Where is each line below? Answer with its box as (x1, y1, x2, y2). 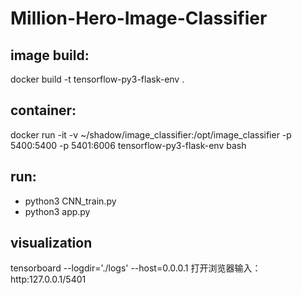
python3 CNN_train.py (24, 195, 117, 207)
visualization (10, 235, 93, 252)
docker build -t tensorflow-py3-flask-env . (10, 73, 185, 85)
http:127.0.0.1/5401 (10, 273, 87, 286)
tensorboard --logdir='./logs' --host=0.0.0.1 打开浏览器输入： (10, 262, 262, 274)
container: (10, 102, 77, 119)
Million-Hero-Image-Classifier (10, 7, 268, 30)
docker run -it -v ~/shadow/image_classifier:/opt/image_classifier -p (10, 128, 292, 141)
